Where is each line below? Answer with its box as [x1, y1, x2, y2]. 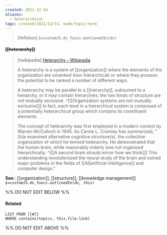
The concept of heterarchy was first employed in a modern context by [17, 123, 162, 129]
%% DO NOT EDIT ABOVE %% [5, 225, 69, 231]
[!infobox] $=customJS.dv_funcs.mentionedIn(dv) [17, 35, 117, 41]
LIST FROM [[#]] [5, 212, 39, 217]
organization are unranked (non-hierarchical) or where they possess [17, 72, 158, 78]
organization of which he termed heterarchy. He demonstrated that [17, 139, 155, 145]
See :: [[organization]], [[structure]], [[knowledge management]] [5, 175, 136, 181]
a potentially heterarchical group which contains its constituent [17, 108, 147, 115]
